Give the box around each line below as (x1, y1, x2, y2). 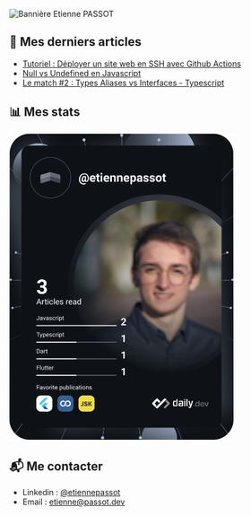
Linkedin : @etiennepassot (22, 487, 121, 498)
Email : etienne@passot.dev (22, 496, 125, 507)
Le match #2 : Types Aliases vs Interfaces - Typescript (22, 77, 225, 88)
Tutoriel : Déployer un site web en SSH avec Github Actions (22, 58, 242, 69)
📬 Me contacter (9, 459, 103, 474)
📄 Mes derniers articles (9, 34, 142, 49)
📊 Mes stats (9, 104, 81, 120)
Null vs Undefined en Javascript (22, 67, 142, 78)
